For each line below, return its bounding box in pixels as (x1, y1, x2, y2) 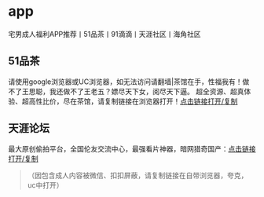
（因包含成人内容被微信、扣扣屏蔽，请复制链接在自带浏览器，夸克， (27, 170, 248, 180)
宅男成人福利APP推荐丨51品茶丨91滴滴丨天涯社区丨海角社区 (8, 29, 201, 38)
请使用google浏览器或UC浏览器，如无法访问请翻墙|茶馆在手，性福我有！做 (8, 77, 250, 86)
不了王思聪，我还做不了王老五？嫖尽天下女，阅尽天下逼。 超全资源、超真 (8, 86, 244, 96)
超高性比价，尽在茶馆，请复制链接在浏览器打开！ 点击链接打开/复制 (21, 97, 238, 106)
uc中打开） (27, 180, 64, 190)
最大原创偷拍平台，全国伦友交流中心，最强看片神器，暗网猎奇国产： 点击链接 (8, 144, 256, 153)
